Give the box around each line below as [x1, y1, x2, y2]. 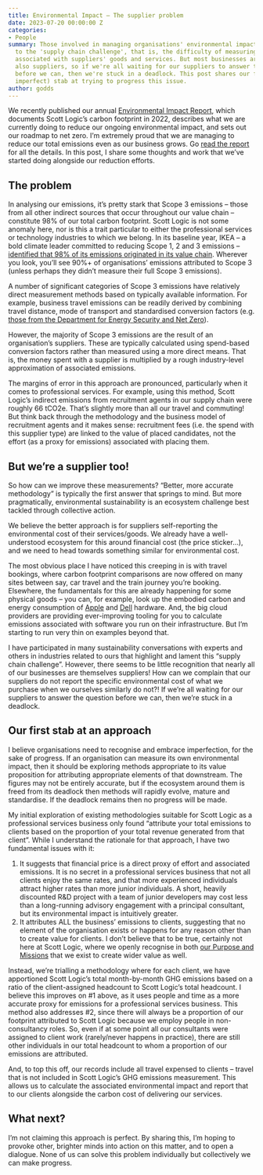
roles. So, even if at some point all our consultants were [49, 1024, 229, 1033]
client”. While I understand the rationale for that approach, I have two [8, 835, 230, 845]
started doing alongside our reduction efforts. [8, 156, 155, 166]
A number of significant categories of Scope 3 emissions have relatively [8, 282, 240, 291]
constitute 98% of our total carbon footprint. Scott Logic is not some [8, 217, 229, 226]
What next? [8, 1112, 66, 1126]
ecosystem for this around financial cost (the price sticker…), [46, 538, 243, 546]
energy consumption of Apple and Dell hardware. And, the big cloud [8, 603, 229, 612]
